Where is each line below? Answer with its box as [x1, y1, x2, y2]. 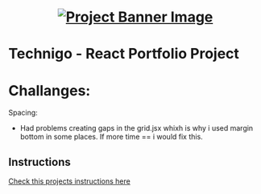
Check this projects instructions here [8, 176, 130, 186]
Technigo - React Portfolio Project [8, 45, 240, 63]
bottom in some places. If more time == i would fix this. [19, 132, 203, 142]
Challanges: [8, 81, 91, 99]
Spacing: [8, 108, 38, 118]
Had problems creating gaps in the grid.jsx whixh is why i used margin [19, 123, 254, 133]
